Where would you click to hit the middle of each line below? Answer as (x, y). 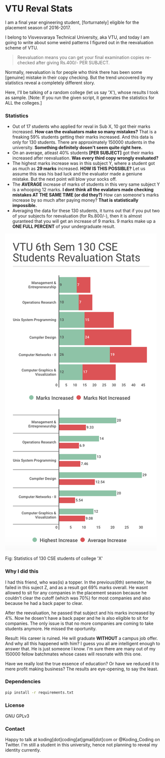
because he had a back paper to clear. (44, 603)
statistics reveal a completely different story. (50, 83)
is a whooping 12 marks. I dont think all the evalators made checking (83, 190)
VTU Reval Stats (39, 9)
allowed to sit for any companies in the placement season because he (76, 593)
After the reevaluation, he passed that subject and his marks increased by (80, 613)
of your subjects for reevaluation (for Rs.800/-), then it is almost (77, 216)
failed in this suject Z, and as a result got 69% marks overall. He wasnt (77, 587)
